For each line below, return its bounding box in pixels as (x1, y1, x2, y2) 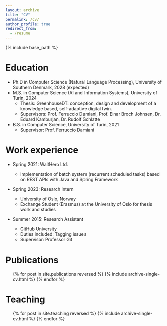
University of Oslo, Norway (20, 196, 76, 202)
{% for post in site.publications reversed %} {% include (12, 271, 127, 277)
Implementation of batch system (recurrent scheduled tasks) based (20, 171, 160, 177)
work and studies (20, 206, 56, 212)
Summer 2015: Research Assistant (12, 216, 84, 222)
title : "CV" (5, 12, 30, 17)
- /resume (10, 31, 30, 36)
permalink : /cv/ (5, 17, 39, 22)
